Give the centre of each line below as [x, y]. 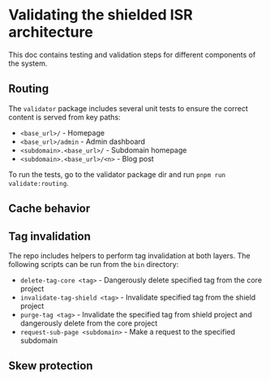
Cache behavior [49, 209]
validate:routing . [39, 183]
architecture [51, 32]
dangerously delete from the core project [89, 323]
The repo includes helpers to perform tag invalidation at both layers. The [129, 255]
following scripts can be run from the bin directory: [94, 264]
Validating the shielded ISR [101, 15]
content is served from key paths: [64, 117]
